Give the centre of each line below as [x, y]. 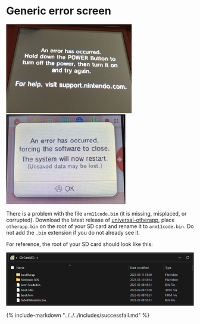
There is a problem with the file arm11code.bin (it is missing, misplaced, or [96, 213]
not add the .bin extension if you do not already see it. [73, 232]
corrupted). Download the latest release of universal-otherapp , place [90, 220]
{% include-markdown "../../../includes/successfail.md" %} [78, 315]
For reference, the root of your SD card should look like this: [79, 244]
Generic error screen [59, 11]
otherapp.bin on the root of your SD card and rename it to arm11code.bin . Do [100, 226]
